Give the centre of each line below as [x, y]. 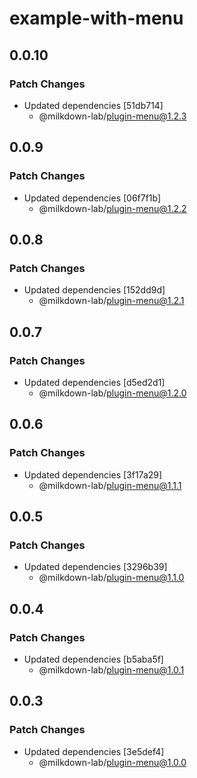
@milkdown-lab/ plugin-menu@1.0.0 [112, 762]
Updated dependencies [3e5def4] [94, 751]
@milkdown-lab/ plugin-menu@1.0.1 [111, 670]
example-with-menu [96, 18]
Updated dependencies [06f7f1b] [92, 198]
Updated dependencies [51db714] [93, 105]
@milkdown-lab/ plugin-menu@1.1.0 [111, 578]
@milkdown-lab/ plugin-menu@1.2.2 [112, 208]
